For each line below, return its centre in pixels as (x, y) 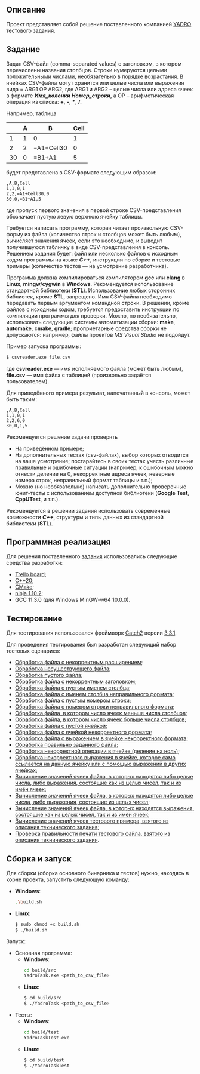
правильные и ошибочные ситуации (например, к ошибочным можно (104, 467)
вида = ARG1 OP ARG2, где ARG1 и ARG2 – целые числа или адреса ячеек (100, 89)
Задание (23, 49)
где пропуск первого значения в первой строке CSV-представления (94, 210)
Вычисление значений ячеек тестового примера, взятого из (92, 821)
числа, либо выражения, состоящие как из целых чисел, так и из (98, 783)
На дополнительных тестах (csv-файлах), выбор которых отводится (102, 455)
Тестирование (34, 618)
